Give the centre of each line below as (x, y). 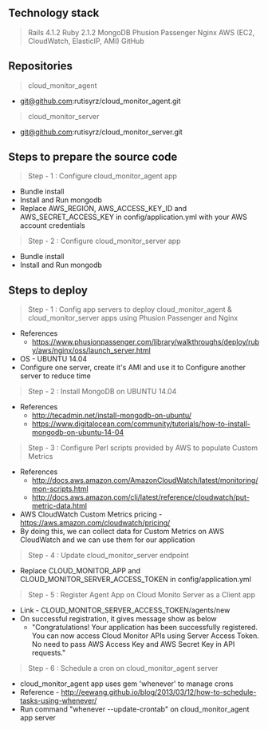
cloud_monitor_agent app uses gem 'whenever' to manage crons (126, 684)
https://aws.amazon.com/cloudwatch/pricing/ (95, 523)
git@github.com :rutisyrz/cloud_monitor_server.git (101, 132)
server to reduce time (55, 376)
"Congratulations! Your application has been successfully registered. (144, 628)
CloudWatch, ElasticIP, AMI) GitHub (86, 41)
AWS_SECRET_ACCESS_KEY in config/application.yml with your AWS (133, 217)
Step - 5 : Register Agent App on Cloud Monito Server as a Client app (142, 595)
